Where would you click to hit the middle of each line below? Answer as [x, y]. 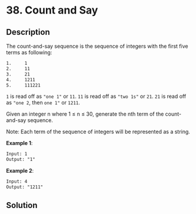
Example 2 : [20, 171]
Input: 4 [17, 182]
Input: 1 [17, 154]
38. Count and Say [52, 10]
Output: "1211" [25, 187]
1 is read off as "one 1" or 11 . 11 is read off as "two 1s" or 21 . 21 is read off [96, 96]
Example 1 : [19, 143]
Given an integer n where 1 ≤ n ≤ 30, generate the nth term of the [85, 114]
